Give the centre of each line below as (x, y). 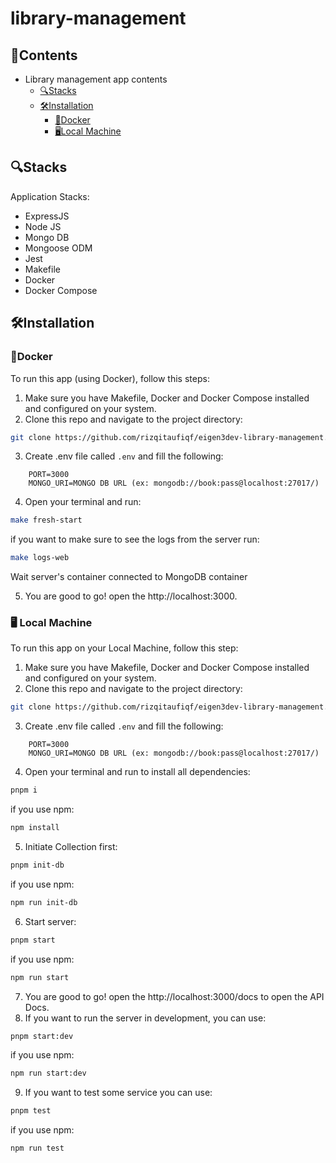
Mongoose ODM (58, 248)
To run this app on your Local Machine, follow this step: (124, 648)
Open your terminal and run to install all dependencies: (137, 772)
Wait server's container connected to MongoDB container (129, 577)
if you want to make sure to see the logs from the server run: (135, 539)
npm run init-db (44, 902)
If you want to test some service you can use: (118, 1093)
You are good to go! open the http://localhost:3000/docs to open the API (174, 996)
